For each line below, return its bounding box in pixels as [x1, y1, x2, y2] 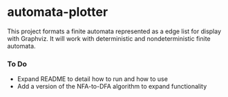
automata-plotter [7, 4, 108, 20]
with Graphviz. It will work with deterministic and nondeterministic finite [7, 34, 211, 42]
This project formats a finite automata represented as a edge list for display [7, 27, 222, 35]
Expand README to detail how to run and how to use [17, 75, 168, 83]
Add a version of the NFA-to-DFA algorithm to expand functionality [17, 82, 207, 91]
